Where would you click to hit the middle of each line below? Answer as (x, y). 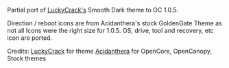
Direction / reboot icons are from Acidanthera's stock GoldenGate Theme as (114, 23)
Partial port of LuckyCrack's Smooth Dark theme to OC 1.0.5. (93, 10)
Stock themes (27, 58)
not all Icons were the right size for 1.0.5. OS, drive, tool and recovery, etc (110, 31)
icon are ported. (30, 38)
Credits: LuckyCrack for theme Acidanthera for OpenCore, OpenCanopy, (110, 51)
